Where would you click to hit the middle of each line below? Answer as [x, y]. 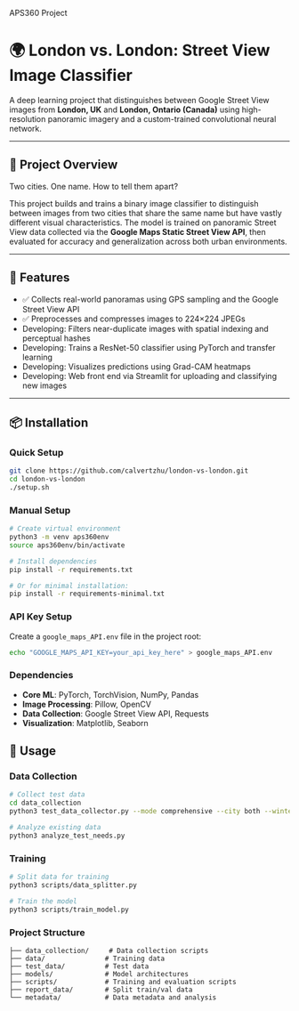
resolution [28, 118]
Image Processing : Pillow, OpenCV [86, 704]
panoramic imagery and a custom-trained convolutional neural [162, 118]
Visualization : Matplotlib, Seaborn [85, 723]
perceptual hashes [56, 338]
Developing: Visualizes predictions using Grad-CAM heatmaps [136, 366]
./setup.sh [29, 488]
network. [26, 128]
